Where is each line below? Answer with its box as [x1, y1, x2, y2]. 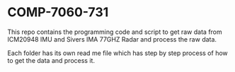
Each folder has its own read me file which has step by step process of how [7, 49, 228, 57]
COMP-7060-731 [7, 4, 109, 20]
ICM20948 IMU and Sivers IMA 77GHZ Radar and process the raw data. [7, 35, 217, 43]
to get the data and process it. [7, 56, 96, 64]
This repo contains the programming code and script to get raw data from [7, 28, 223, 36]
